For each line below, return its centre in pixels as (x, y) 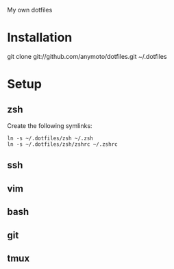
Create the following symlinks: (50, 125)
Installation (40, 38)
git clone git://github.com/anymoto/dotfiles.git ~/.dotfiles (87, 56)
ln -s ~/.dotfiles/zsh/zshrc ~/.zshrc (62, 144)
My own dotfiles (30, 10)
